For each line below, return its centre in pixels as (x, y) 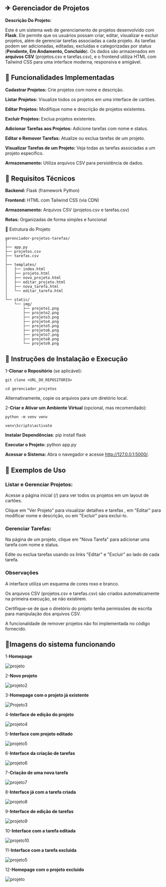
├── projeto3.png (41, 317)
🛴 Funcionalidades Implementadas (60, 78)
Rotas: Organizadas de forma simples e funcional (56, 220)
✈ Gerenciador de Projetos (47, 8)
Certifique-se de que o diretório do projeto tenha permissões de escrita (79, 608)
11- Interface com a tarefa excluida (41, 850)
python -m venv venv (27, 417)
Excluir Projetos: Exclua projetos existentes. (51, 119)
